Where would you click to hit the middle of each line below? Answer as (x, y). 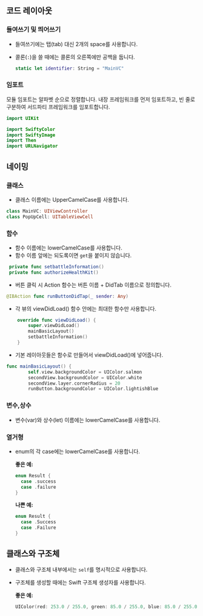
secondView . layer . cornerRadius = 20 (74, 383)
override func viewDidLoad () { (57, 320)
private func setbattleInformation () (56, 267)
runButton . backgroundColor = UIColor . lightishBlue (93, 389)
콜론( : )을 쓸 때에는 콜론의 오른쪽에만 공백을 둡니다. (75, 57)
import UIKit (23, 118)
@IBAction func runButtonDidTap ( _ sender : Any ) (68, 296)
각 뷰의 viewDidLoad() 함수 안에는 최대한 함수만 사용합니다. (85, 308)
